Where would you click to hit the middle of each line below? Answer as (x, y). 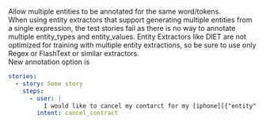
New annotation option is (49, 62)
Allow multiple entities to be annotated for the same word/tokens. (115, 11)
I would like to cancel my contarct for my (116, 106)
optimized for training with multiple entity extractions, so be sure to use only (132, 45)
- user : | (45, 98)
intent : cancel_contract (78, 113)
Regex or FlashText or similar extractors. (74, 53)
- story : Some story (49, 83)
